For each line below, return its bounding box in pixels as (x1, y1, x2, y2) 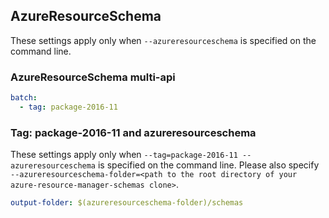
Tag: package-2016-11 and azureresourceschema (10, 125, 257, 139)
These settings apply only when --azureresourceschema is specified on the (10, 34, 317, 46)
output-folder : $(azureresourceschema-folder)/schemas (10, 198, 244, 208)
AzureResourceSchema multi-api (10, 70, 176, 84)
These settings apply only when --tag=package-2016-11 (10, 149, 238, 161)
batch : (10, 93, 38, 103)
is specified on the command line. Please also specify (97, 159, 320, 171)
